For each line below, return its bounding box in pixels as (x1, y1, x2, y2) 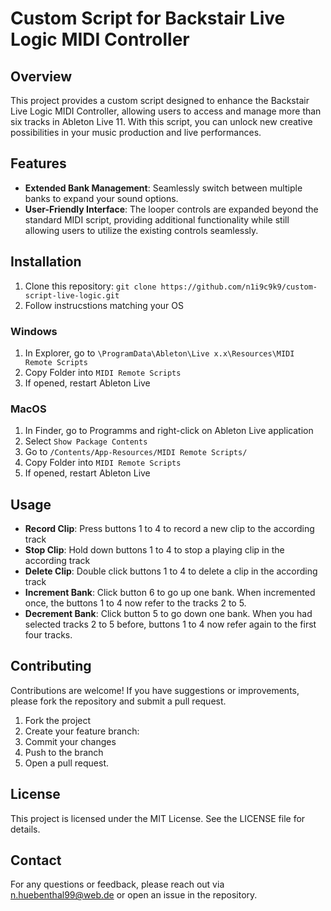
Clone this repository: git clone (24, 280, 157, 292)
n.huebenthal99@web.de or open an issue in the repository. (10, 889, 258, 901)
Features (10, 155, 67, 172)
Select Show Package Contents (24, 435, 148, 447)
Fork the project (24, 714, 92, 726)
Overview (10, 68, 73, 85)
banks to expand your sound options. (24, 192, 179, 204)
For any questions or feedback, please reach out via (10, 878, 225, 891)
